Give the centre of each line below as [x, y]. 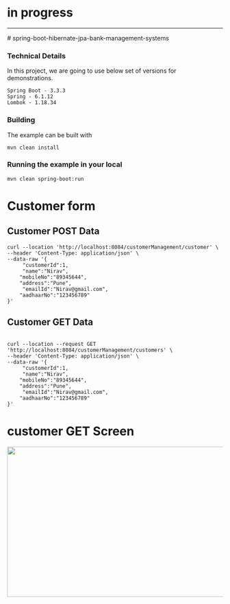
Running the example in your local [65, 165]
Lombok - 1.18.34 [32, 103]
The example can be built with [50, 135]
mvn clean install [33, 148]
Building [21, 120]
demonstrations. [30, 78]
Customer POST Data [53, 231]
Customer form [51, 206]
